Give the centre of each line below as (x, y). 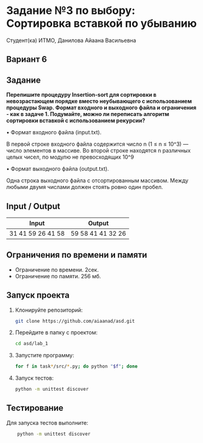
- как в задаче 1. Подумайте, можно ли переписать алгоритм (88, 114)
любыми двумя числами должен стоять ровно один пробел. (85, 187)
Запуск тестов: (34, 378)
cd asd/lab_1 (32, 344)
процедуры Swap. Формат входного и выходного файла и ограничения (101, 108)
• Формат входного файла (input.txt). (54, 132)
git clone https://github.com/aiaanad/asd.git (75, 321)
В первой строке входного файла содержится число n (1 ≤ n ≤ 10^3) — (98, 144)
